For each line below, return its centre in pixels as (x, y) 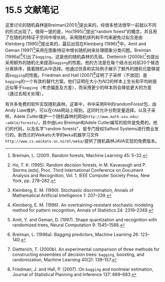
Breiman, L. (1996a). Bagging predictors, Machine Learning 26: (76, 234)
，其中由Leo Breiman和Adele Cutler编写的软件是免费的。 (96, 122)
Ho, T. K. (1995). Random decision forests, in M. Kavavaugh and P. (79, 165)
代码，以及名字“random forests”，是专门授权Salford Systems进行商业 (84, 128)
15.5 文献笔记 (32, 10)
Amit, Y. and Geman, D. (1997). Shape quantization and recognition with (84, 219)
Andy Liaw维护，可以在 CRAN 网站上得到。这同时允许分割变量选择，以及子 (78, 110)
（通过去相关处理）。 (26, 94)
